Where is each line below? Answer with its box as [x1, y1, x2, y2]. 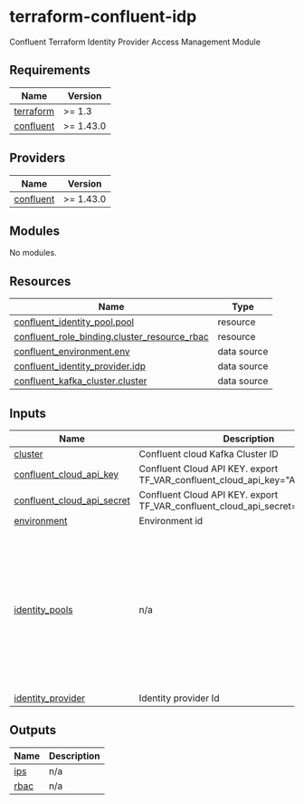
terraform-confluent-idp [9, 6, 197, 27]
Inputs [9, 405, 47, 421]
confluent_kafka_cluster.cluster [14, 374, 147, 387]
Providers [9, 150, 66, 166]
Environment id [138, 515, 204, 527]
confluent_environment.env [14, 345, 130, 358]
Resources [9, 274, 71, 289]
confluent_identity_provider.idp [14, 360, 147, 373]
